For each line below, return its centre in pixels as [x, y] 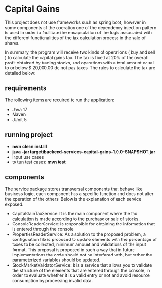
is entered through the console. [43, 229]
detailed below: [20, 73]
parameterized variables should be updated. [56, 260]
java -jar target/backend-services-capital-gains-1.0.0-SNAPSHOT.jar [84, 152]
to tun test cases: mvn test [39, 162]
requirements [26, 88]
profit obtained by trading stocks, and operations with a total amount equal [79, 63]
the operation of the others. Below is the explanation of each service [73, 199]
